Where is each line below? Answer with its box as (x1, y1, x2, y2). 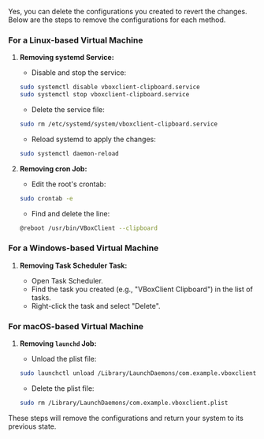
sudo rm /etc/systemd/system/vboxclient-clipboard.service (19, 120, 218, 129)
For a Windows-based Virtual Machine (8, 242, 159, 253)
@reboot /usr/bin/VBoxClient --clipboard (19, 224, 158, 232)
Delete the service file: (31, 105, 105, 114)
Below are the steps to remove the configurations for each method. (8, 15, 226, 24)
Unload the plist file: (31, 355, 97, 364)
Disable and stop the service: (31, 68, 127, 77)
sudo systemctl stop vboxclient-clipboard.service (19, 91, 190, 99)
